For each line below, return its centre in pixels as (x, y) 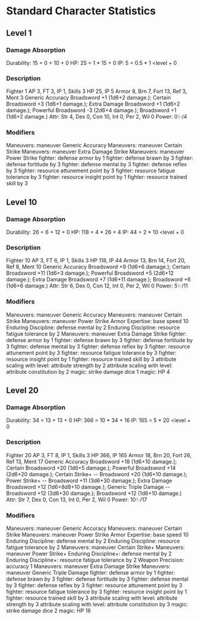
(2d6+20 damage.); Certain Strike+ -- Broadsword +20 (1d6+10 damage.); (97, 474)
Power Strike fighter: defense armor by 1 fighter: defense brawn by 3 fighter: (100, 158)
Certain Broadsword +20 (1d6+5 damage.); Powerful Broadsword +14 (91, 468)
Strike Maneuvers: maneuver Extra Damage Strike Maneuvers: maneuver (95, 152)
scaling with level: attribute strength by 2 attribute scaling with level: (89, 365)
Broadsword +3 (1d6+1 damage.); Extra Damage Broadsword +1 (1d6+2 (93, 104)
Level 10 (22, 202)
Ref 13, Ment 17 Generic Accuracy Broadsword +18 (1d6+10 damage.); (91, 461)
